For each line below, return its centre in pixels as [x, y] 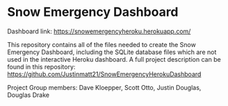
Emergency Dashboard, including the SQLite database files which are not [112, 52]
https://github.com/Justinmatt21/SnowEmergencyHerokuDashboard [104, 74]
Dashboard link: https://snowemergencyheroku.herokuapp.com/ [99, 31]
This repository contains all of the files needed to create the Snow [101, 44]
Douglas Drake [28, 95]
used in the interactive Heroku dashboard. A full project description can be [114, 59]
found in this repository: [41, 67]
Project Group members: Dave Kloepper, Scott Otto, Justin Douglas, [104, 87]
